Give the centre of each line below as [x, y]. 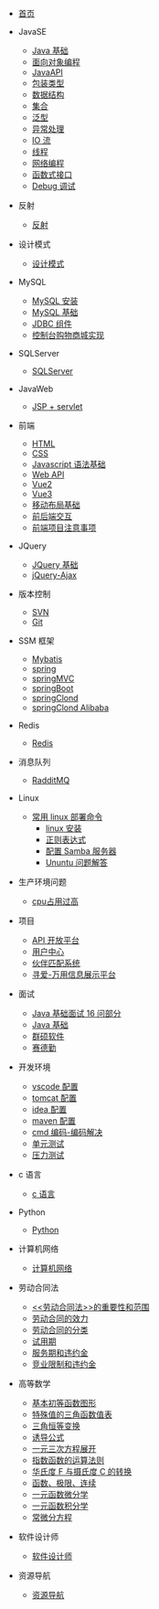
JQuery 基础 [55, 565]
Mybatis [47, 659]
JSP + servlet [57, 406]
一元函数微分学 [60, 1494]
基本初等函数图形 [64, 1403]
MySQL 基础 [55, 312]
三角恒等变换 [56, 1426]
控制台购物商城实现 [68, 335]
